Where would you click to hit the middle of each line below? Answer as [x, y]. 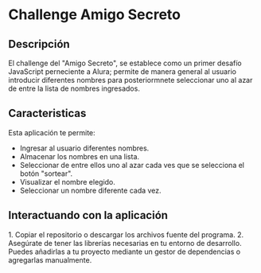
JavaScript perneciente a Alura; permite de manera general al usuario [123, 72]
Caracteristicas [47, 113]
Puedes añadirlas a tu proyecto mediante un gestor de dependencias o [125, 252]
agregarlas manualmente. [50, 259]
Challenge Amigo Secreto [95, 15]
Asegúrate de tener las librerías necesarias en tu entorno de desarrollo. [125, 243]
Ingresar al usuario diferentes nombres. [84, 148]
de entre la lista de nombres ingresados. [74, 88]
